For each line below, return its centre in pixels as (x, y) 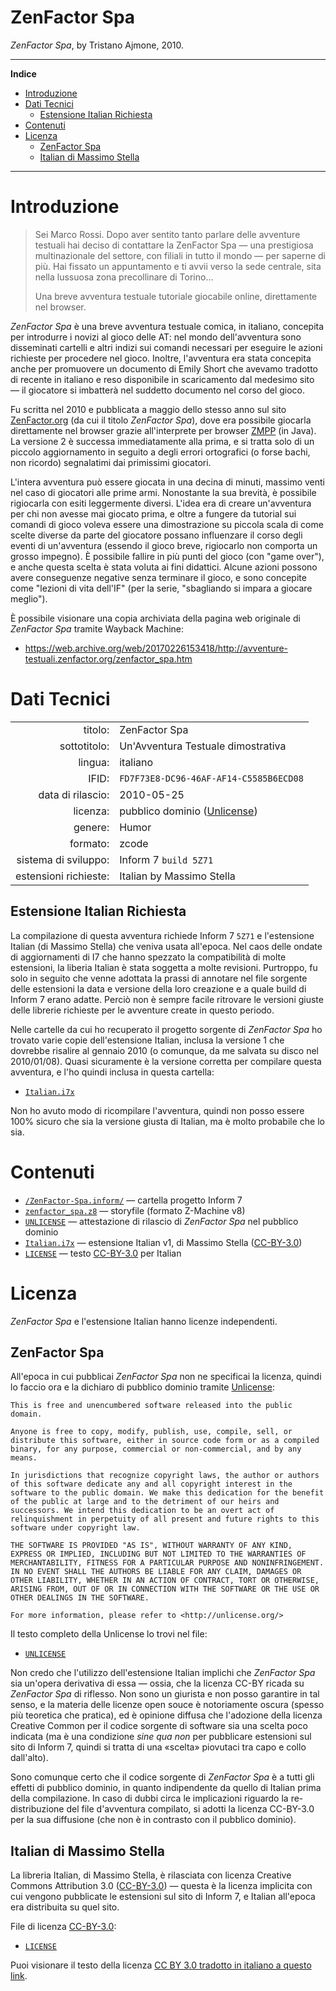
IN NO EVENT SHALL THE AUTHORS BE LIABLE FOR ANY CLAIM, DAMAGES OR (156, 1572)
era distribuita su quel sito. (65, 1907)
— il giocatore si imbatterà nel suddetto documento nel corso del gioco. (158, 390)
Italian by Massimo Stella (177, 876)
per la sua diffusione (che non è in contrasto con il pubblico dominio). (153, 1820)
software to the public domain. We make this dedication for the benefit (167, 1493)
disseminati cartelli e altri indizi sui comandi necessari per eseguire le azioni (166, 347)
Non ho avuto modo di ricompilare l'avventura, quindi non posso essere (157, 1110)
